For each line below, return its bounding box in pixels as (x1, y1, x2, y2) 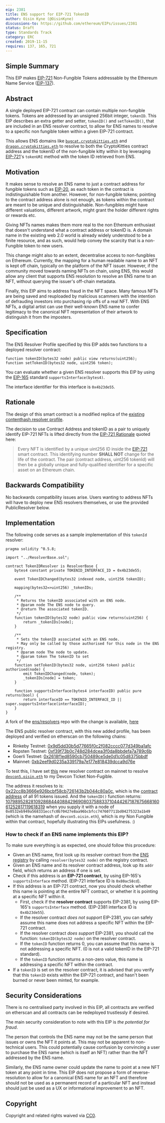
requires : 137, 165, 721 (5, 44, 56, 49)
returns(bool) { (5, 693, 39, 698)
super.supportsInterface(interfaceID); (5, 701, 87, 706)
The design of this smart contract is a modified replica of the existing (5, 411, 145, 417)
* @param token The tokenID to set (16, 654, 90, 659)
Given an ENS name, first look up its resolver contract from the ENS (12, 851, 149, 857)
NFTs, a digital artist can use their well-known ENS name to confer (5, 304, 140, 310)
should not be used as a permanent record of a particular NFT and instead (5, 1080, 156, 1086)
